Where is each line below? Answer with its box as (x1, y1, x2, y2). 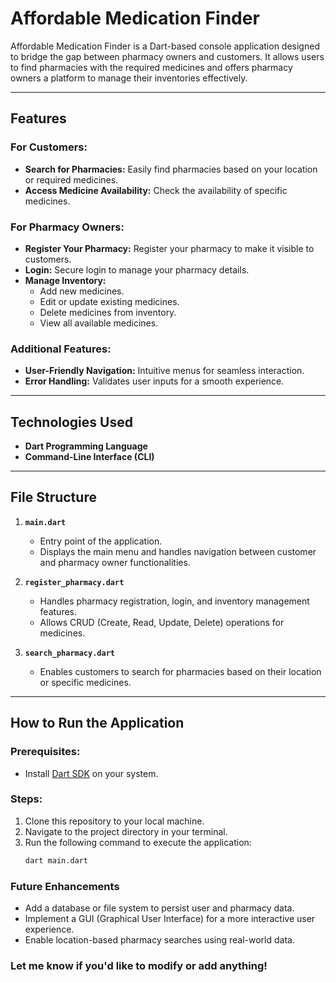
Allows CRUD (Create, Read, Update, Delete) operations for (39, 616, 285, 628)
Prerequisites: (10, 745, 81, 759)
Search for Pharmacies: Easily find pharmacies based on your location (24, 163, 318, 175)
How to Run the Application (10, 715, 185, 732)
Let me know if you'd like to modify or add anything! (10, 958, 268, 972)
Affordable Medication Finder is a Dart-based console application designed (10, 40, 320, 52)
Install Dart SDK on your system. (24, 767, 159, 779)
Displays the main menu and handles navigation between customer (39, 545, 317, 557)
